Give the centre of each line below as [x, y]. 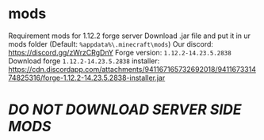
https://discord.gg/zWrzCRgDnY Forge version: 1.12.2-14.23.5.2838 [120, 52]
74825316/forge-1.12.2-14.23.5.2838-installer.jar [87, 78]
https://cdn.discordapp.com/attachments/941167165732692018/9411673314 [132, 69]
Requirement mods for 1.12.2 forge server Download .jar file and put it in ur [130, 36]
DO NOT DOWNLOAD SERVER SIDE [125, 110]
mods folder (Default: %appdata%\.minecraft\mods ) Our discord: [111, 44]
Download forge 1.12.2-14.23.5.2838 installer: [84, 61]
